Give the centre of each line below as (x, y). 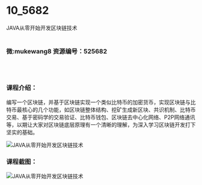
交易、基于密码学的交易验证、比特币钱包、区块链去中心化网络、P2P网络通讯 (101, 117)
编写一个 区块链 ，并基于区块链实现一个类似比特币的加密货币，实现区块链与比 (101, 102)
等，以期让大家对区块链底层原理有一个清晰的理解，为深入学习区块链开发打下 (101, 124)
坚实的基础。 (22, 132)
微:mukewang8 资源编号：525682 (57, 51)
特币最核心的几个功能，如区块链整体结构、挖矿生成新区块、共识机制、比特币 (101, 109)
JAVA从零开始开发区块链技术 (42, 28)
